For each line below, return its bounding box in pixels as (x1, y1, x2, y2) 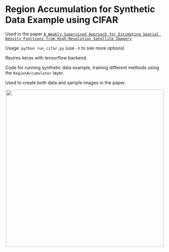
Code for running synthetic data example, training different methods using (5, 64, 159, 70)
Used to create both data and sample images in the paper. (5, 79, 126, 86)
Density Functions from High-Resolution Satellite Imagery (5, 36, 132, 41)
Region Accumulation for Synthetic (5, 4, 155, 15)
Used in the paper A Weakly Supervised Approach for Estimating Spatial (5, 31, 159, 37)
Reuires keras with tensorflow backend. (5, 54, 88, 61)
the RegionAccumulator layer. (5, 69, 64, 76)
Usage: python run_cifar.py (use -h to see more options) (5, 45, 125, 51)
